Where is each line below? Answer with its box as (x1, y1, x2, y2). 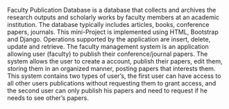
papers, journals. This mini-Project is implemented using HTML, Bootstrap (7, 28, 219, 36)
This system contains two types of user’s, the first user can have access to (7, 72, 221, 80)
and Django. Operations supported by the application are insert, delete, (7, 35, 211, 43)
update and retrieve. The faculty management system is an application (7, 43, 210, 50)
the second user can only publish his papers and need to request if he (7, 86, 208, 95)
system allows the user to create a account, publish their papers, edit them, (7, 57, 223, 65)
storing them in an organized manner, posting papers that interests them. (7, 65, 216, 72)
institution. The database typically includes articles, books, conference (7, 21, 210, 28)
